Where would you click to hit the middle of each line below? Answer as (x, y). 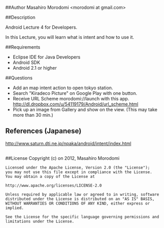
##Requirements (23, 47)
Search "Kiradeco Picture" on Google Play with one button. (75, 93)
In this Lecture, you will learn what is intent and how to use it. (70, 37)
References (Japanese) (44, 131)
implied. (15, 208)
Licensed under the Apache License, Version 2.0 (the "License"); (78, 168)
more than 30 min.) (33, 115)
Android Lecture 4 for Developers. (42, 27)
